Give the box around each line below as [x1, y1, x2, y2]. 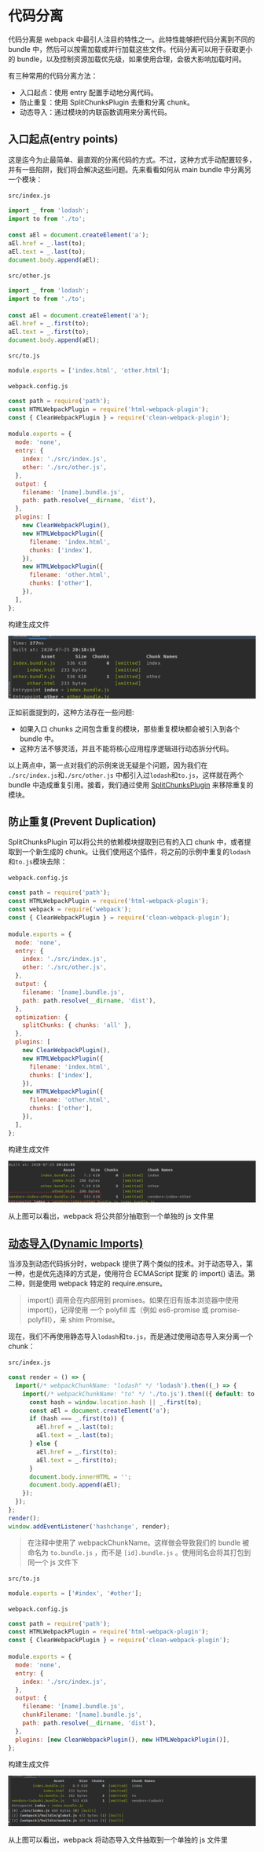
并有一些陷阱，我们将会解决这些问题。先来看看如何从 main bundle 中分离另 [8, 164, 251, 174]
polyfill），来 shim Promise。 [27, 1315, 119, 1325]
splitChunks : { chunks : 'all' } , [22, 1021, 132, 1029]
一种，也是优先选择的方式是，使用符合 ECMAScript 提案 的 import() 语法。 [8, 1269, 249, 1278]
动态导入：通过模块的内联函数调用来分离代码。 [19, 107, 171, 116]
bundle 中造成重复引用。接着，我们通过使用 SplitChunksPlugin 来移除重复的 [8, 779, 254, 790]
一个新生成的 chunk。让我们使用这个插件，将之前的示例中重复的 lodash [21, 847, 251, 856]
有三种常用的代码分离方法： [8, 71, 98, 80]
